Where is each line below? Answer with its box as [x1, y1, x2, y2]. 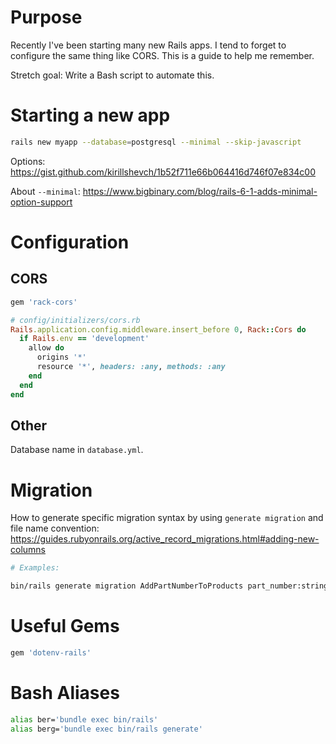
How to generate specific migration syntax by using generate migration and [10, 512, 324, 524]
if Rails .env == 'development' [19, 334, 150, 344]
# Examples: [10, 563, 60, 573]
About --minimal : [10, 185, 81, 197]
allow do [28, 343, 65, 353]
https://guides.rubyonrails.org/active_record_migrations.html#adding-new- [10, 533, 320, 545]
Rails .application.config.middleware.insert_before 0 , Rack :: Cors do [10, 324, 307, 335]
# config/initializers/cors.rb [10, 315, 141, 325]
